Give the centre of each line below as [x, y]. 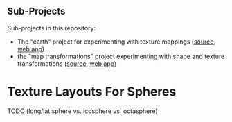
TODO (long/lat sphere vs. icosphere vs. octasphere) [82, 111]
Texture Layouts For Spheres [92, 91]
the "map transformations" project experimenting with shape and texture [121, 56]
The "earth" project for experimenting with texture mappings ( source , [116, 42]
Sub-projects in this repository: [51, 28]
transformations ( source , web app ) [67, 63]
